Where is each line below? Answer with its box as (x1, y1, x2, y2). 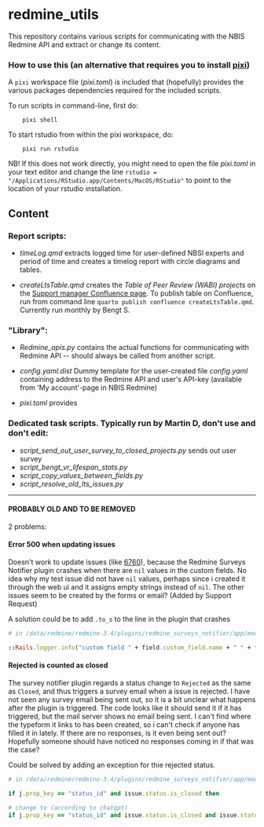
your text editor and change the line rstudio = (8, 167, 157, 177)
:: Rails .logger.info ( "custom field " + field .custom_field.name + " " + (8, 643, 251, 652)
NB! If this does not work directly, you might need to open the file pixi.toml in (8, 159, 256, 168)
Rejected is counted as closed (8, 660, 108, 670)
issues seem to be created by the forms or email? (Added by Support (8, 590, 232, 600)
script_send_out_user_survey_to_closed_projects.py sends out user (19, 446, 237, 455)
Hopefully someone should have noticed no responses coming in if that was (8, 737, 255, 746)
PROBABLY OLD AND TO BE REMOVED (8, 505, 136, 514)
